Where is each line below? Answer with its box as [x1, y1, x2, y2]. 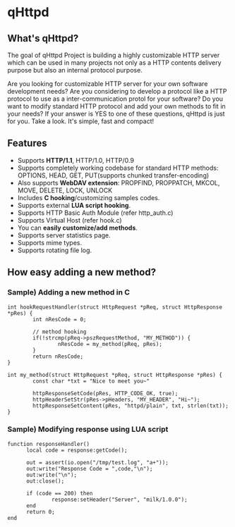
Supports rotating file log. [17, 246, 92, 254]
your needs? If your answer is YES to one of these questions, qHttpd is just [7, 110, 225, 118]
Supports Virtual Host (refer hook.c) [17, 216, 122, 224]
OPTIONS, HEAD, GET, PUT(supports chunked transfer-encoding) [17, 170, 210, 180]
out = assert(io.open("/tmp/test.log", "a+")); [25, 459, 169, 466]
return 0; [25, 508, 55, 515]
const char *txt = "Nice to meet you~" [32, 378, 150, 385]
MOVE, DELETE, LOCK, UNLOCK [17, 186, 113, 194]
